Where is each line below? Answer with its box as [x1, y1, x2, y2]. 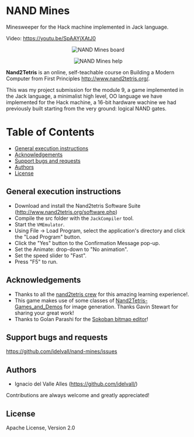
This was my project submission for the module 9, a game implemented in [6, 86, 184, 93]
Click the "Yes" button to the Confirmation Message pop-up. [14, 239, 161, 246]
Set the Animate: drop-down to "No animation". [14, 246, 129, 253]
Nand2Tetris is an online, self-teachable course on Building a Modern [6, 68, 175, 75]
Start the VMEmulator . [14, 221, 65, 228]
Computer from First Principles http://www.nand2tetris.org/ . [6, 75, 150, 82]
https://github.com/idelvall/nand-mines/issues [6, 348, 117, 355]
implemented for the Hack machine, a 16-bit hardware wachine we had [6, 98, 176, 106]
